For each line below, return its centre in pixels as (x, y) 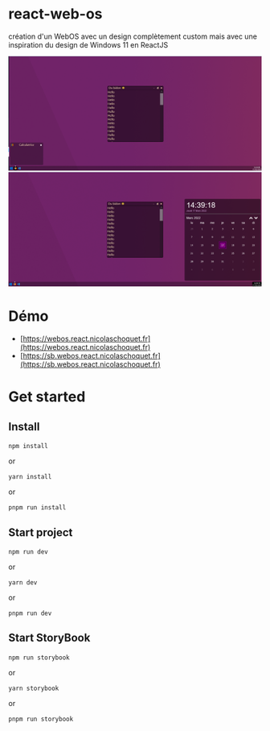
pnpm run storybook (41, 719)
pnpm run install (37, 508)
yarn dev (23, 582)
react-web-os (55, 14)
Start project (41, 532)
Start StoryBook (49, 638)
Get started (47, 397)
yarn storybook (34, 688)
